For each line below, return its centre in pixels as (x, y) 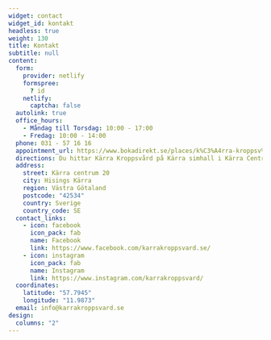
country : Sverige (52, 203)
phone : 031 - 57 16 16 (54, 143)
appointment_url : (45, 151)
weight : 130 (28, 38)
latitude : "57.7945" (57, 293)
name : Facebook (55, 241)
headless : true (34, 31)
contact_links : (41, 218)
